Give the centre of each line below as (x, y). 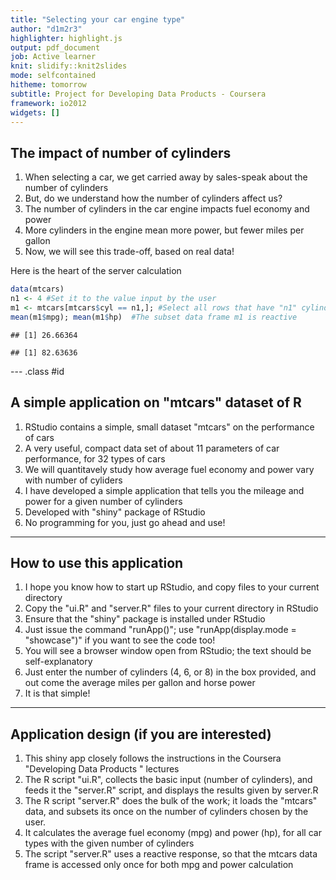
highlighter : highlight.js (66, 38)
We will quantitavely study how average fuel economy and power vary (169, 469)
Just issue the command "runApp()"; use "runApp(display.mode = (160, 630)
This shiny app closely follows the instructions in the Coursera (153, 758)
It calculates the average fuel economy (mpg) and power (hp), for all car (173, 833)
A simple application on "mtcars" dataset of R (156, 402)
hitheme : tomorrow (48, 85)
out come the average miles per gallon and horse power (140, 683)
